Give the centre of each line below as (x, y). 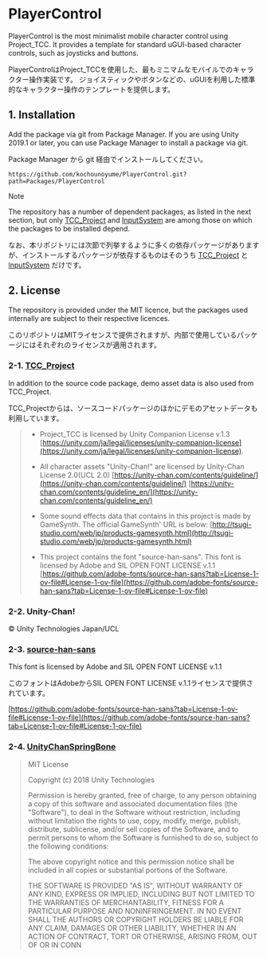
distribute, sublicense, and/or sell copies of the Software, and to (133, 829)
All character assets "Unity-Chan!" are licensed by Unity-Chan (142, 466)
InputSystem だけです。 (47, 265)
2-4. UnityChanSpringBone (62, 747)
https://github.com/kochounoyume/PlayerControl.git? (98, 174)
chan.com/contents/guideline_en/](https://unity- (119, 492)
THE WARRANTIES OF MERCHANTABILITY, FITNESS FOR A (126, 902)
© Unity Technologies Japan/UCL (64, 629)
